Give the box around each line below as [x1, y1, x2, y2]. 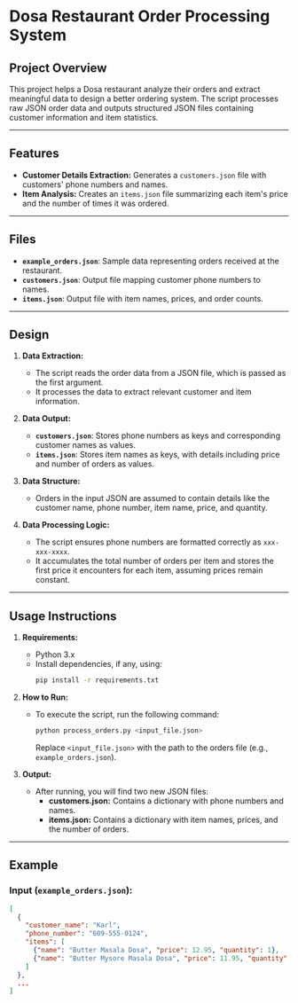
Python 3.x [35, 649, 75, 660]
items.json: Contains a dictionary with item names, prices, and [48, 814, 278, 825]
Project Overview [9, 60, 107, 75]
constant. [35, 575, 71, 585]
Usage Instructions [9, 608, 117, 623]
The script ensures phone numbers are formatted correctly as [35, 537, 262, 547]
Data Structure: [21, 476, 81, 487]
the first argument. [35, 377, 104, 388]
